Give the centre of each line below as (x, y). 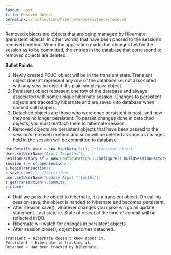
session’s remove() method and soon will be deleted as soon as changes (89, 135)
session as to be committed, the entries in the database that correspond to (83, 50)
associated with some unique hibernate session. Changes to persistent (87, 97)
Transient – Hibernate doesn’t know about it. (55, 238)
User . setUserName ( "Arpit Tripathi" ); (45, 154)
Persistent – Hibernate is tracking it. (49, 243)
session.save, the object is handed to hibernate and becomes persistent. (89, 202)
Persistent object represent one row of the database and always (80, 91)
